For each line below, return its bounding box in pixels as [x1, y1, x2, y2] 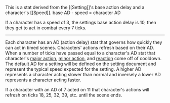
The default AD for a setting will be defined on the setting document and [5, 61, 156, 67]
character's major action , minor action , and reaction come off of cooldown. [5, 56, 162, 61]
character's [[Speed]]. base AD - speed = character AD [5, 10, 121, 16]
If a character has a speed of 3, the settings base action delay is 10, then [5, 20, 157, 25]
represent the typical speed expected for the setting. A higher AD [5, 66, 142, 72]
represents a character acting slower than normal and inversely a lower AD [5, 72, 161, 77]
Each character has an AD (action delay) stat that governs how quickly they [5, 39, 162, 45]
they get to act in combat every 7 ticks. [5, 25, 87, 31]
